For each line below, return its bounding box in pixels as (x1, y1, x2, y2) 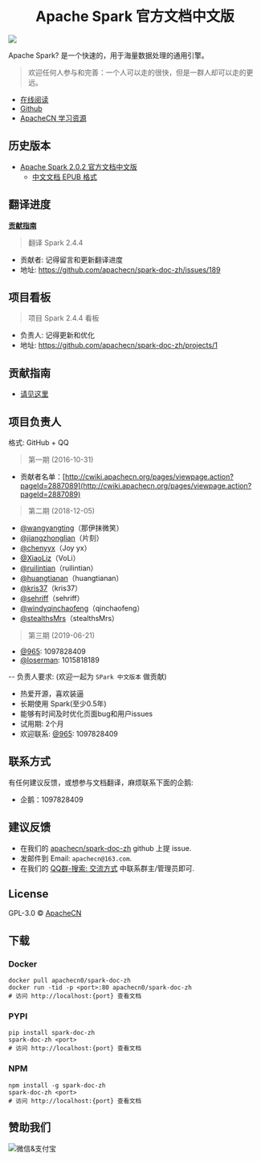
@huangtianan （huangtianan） (19, 574, 124, 583)
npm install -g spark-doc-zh (8, 1081, 106, 1089)
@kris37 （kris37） (19, 583, 83, 593)
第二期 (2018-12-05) (27, 506, 95, 515)
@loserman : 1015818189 (19, 656, 100, 664)
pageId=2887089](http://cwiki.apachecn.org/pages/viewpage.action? (19, 481, 252, 490)
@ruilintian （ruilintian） (19, 563, 98, 573)
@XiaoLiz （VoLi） (19, 554, 80, 562)
